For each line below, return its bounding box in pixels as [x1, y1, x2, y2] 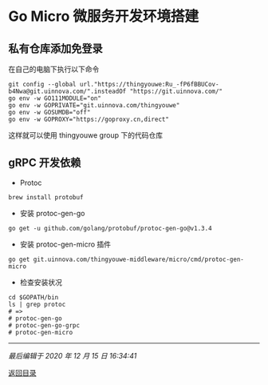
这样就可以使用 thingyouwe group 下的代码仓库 [8, 130, 164, 140]
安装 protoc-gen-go [19, 208, 85, 218]
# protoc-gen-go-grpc [8, 321, 81, 329]
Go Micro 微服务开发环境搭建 [8, 7, 199, 26]
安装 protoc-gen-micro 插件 [19, 239, 112, 249]
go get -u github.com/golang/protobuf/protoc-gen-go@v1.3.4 [8, 224, 213, 232]
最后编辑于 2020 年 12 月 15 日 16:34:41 [8, 351, 137, 360]
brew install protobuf [8, 193, 84, 201]
